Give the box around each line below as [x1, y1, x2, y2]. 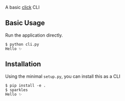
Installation [5, 60, 41, 68]
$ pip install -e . [5, 83, 46, 88]
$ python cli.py [5, 42, 39, 47]
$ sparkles [5, 87, 28, 92]
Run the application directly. [5, 32, 63, 38]
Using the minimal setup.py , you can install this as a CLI [5, 73, 120, 79]
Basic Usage [5, 19, 45, 27]
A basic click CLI [5, 5, 40, 10]
